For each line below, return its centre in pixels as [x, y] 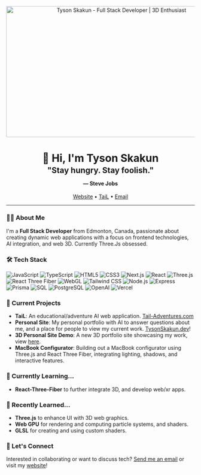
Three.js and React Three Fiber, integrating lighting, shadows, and [96, 354]
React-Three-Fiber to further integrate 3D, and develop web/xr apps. [100, 389]
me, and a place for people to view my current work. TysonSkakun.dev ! [103, 329]
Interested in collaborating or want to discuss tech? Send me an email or [95, 459]
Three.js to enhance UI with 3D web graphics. [72, 417]
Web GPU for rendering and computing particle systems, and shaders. [101, 424]
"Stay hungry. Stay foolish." [100, 170]
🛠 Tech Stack [27, 259]
